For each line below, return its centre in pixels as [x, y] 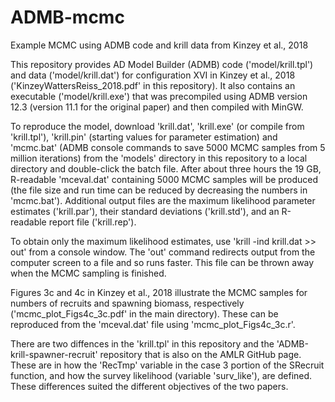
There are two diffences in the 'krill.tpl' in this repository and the [142, 343]
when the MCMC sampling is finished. [88, 273]
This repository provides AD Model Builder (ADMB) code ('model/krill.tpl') [162, 64]
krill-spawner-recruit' [54, 354]
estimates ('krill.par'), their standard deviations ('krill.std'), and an [145, 211]
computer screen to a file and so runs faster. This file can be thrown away [162, 262]
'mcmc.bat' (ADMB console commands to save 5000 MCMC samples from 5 [168, 147]
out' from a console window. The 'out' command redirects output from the [163, 252]
